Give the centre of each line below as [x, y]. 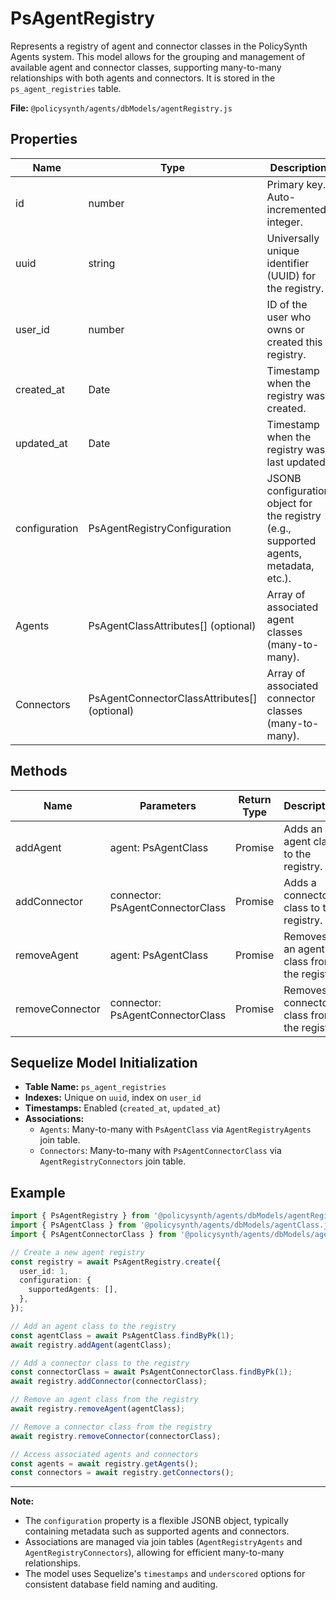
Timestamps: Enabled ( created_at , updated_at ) [122, 1108]
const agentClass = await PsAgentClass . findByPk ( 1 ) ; [122, 1335]
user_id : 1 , [44, 1271]
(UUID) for [291, 275]
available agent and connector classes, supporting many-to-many [146, 67]
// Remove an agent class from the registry [104, 1400]
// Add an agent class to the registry [93, 1326]
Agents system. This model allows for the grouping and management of [158, 56]
